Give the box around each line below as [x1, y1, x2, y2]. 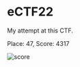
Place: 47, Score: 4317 [7, 39, 70, 47]
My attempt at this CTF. [7, 26, 73, 35]
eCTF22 [7, 4, 53, 20]
